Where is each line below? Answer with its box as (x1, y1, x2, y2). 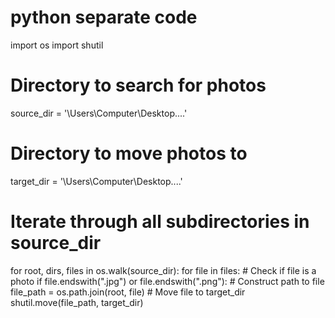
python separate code (10, 6, 198, 29)
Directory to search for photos (10, 74, 267, 97)
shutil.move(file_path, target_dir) (10, 296, 144, 308)
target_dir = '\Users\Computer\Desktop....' (10, 175, 183, 187)
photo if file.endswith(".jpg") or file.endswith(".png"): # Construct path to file (10, 275, 325, 287)
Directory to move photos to (10, 142, 248, 165)
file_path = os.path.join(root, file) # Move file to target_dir (10, 286, 246, 298)
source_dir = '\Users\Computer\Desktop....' (10, 107, 188, 119)
